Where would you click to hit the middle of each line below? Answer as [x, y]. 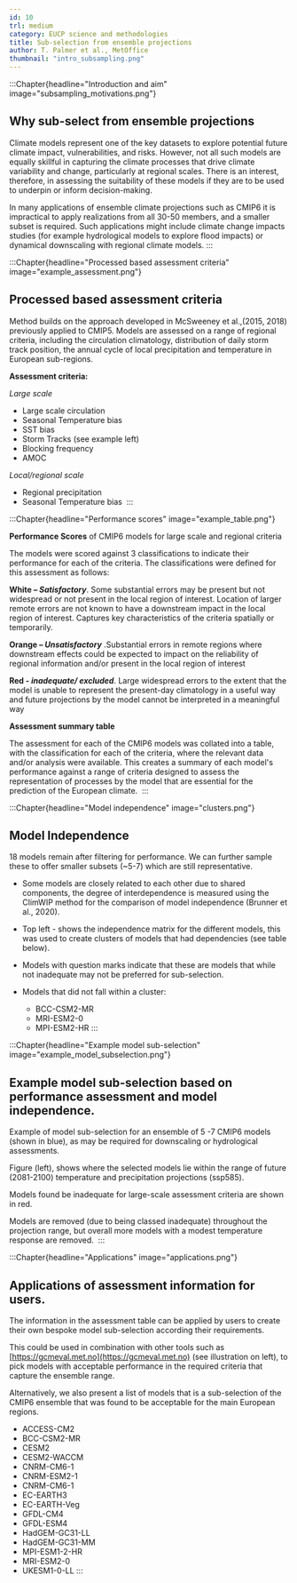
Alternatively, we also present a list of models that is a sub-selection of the [145, 1393]
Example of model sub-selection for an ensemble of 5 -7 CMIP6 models [140, 1132]
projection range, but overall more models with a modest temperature [136, 1231]
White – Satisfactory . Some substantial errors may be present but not [137, 589]
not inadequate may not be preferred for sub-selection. [123, 975]
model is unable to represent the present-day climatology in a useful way [143, 690]
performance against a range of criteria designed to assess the [125, 772]
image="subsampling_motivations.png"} [83, 93]
